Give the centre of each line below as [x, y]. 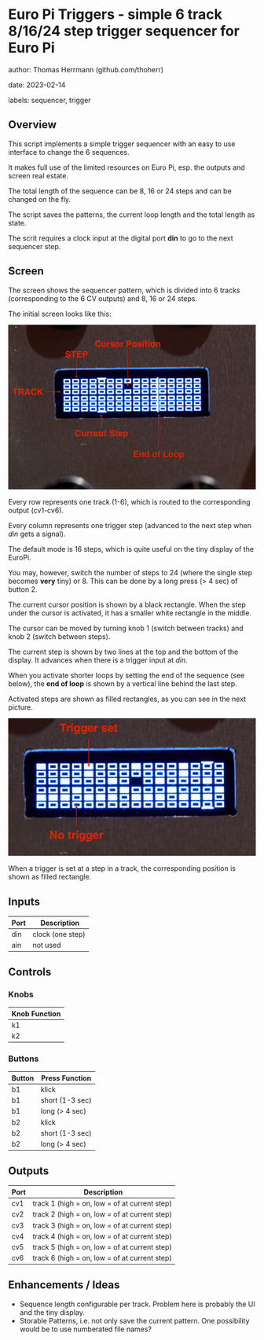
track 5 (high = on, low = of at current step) [103, 1247]
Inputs [24, 901]
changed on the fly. [40, 199]
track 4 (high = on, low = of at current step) [103, 1236]
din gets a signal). [37, 534]
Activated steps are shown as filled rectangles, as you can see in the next [127, 699]
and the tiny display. [52, 1312]
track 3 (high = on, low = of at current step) [103, 1225]
